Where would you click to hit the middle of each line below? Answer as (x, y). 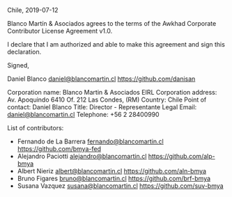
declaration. (24, 52)
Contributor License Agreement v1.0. (60, 31)
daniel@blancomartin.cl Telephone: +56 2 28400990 (83, 115)
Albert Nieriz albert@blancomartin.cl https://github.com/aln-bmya (112, 171)
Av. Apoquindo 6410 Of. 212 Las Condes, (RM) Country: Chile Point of (107, 100)
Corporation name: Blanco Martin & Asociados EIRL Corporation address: (112, 92)
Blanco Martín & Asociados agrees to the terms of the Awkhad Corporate (112, 23)
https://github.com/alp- (181, 156)
